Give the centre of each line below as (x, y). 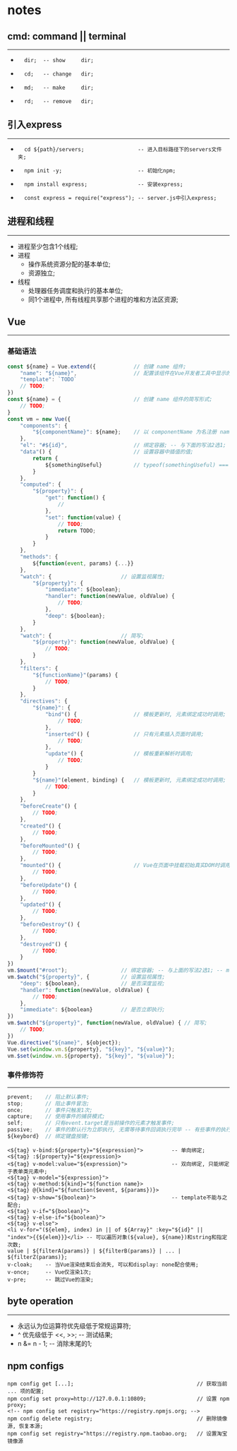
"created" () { (41, 826)
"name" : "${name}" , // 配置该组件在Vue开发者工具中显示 (123, 373)
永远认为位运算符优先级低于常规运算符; (74, 1325)
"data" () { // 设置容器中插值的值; (107, 452)
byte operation (41, 1301)
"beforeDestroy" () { (50, 925)
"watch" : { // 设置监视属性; (93, 577)
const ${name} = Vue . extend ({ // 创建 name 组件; (97, 366)
